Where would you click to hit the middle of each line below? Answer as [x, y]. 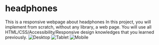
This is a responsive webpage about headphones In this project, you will [78, 22]
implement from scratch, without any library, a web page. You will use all [78, 27]
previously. [16, 37]
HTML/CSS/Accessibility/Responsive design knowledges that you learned [80, 32]
